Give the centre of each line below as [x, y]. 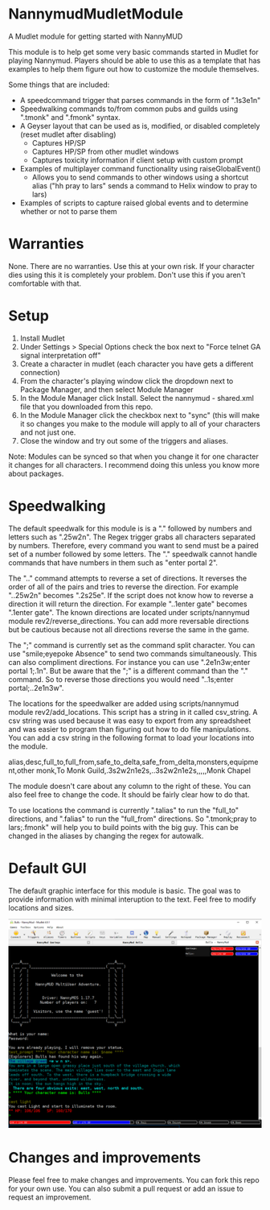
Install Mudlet [43, 338]
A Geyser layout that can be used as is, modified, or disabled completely [140, 126]
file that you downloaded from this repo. [86, 407]
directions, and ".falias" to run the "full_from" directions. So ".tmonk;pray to [133, 819]
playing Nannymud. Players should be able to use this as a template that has [135, 60]
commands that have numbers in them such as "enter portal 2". [113, 562]
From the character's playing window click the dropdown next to [127, 381]
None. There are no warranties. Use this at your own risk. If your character [131, 266]
